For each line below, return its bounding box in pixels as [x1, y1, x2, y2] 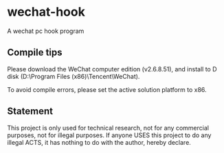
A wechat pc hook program [7, 27, 85, 35]
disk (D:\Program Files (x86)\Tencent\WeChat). [7, 72, 140, 80]
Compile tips [7, 47, 63, 58]
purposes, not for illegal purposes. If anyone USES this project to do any [7, 131, 212, 139]
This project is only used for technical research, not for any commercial [7, 123, 210, 132]
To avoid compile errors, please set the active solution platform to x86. [7, 85, 208, 93]
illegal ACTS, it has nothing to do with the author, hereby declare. [7, 138, 191, 146]
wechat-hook [7, 4, 86, 20]
